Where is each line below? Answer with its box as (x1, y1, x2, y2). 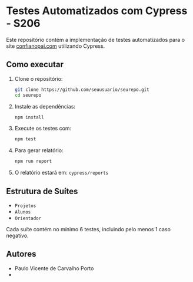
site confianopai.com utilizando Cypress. (6, 42, 105, 50)
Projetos (14, 202, 36, 209)
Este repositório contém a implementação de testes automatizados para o (6, 36, 185, 43)
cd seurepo (14, 92, 42, 98)
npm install (14, 114, 44, 120)
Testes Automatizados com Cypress (6, 4, 188, 18)
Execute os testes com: (14, 125, 72, 132)
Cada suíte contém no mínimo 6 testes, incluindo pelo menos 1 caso (6, 225, 171, 232)
